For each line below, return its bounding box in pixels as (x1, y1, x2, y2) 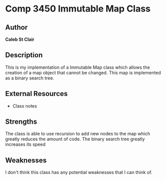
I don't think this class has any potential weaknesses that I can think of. (5, 169, 152, 175)
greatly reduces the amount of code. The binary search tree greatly (5, 136, 145, 142)
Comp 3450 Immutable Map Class (5, 3, 151, 15)
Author (5, 23, 28, 32)
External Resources (5, 89, 68, 98)
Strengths (5, 118, 37, 126)
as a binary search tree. (5, 75, 54, 81)
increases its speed (5, 141, 46, 147)
